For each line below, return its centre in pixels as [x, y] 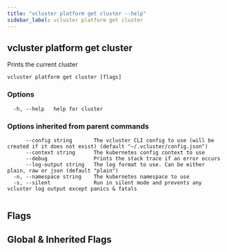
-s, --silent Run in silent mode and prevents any [108, 183]
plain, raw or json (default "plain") [63, 171]
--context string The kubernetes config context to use [115, 153]
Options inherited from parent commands [78, 126]
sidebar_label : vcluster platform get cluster [75, 20]
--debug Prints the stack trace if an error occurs [123, 158]
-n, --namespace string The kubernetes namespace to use [101, 177]
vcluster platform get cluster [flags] [65, 77]
